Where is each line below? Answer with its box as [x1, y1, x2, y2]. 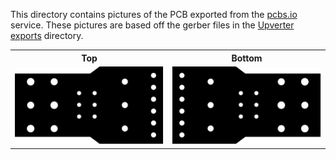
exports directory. [10, 30, 84, 41]
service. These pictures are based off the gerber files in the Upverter [10, 19, 295, 31]
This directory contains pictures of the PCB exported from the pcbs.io [10, 9, 298, 20]
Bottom [231, 52, 263, 64]
